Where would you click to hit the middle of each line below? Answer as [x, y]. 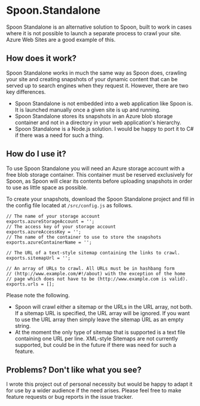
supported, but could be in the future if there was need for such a [95, 345]
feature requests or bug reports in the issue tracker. [70, 397]
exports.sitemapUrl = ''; [38, 258]
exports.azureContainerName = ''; [49, 242]
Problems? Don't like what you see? [74, 370]
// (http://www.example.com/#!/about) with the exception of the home [96, 273]
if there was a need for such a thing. [59, 135]
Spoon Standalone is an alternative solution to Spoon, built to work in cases [99, 27]
